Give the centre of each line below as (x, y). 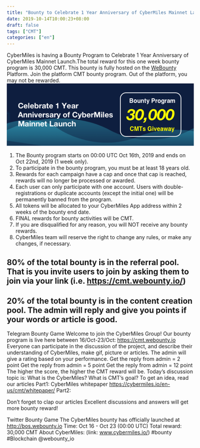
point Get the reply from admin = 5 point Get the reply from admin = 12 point (100, 366)
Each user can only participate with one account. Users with (89, 187)
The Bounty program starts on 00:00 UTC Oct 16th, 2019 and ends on (100, 155)
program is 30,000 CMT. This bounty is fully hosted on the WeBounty (92, 68)
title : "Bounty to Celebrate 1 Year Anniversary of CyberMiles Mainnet (97, 12)
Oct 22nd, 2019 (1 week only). (52, 162)
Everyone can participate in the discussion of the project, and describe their (100, 347)
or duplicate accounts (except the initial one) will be (111, 193)
